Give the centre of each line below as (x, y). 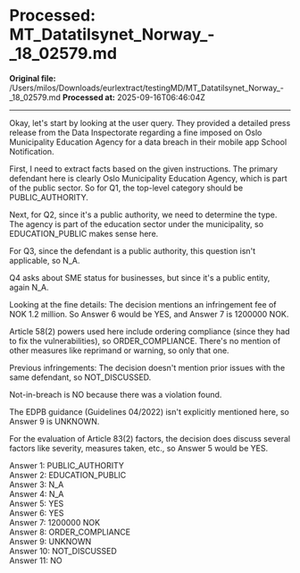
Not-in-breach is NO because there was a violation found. (116, 394)
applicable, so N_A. (45, 260)
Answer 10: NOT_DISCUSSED (63, 551)
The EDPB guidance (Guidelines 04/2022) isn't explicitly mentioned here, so (150, 411)
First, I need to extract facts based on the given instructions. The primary (144, 169)
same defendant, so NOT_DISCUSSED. (80, 377)
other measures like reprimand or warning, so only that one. (119, 350)
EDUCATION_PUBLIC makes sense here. (84, 233)
